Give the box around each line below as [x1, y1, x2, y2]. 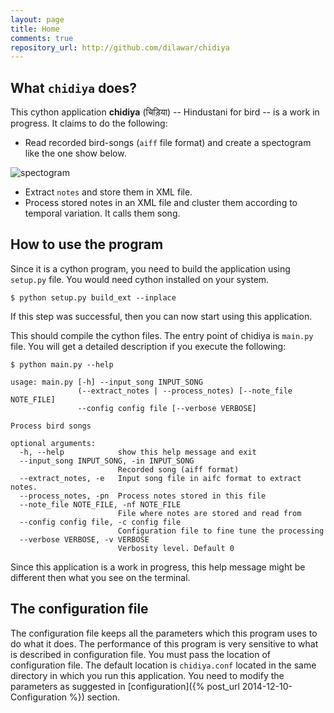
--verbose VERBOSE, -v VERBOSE [19, 534, 150, 545]
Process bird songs [10, 421, 92, 431]
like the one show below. [24, 147, 127, 160]
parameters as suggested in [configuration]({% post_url [10, 680, 240, 692]
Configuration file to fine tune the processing [117, 526, 325, 536]
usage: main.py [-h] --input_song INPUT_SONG [10, 377, 203, 387]
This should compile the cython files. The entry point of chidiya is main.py [10, 329, 314, 341]
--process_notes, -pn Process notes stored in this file [19, 491, 267, 501]
